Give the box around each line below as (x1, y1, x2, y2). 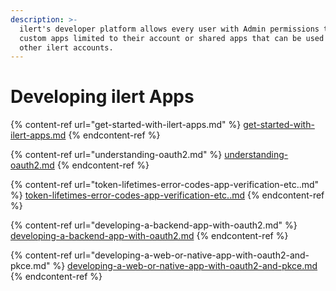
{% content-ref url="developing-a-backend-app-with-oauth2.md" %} (10, 219, 298, 231)
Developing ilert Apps (10, 86, 195, 108)
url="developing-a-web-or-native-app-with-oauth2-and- (74, 249, 310, 261)
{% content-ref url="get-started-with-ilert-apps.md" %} (10, 119, 242, 131)
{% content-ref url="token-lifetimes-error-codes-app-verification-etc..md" (10, 179, 320, 191)
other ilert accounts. (19, 42, 114, 53)
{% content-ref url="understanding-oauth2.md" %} (10, 149, 223, 161)
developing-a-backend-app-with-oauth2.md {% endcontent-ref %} (10, 230, 289, 242)
